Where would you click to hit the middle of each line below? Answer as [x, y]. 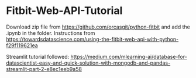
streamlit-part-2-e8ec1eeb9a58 [44, 69]
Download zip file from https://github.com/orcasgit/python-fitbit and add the [98, 27]
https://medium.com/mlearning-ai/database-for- [129, 56]
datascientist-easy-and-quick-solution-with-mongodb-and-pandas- [88, 63]
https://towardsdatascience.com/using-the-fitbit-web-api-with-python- [92, 39]
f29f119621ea [22, 45]
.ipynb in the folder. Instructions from [51, 33]
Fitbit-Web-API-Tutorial [64, 11]
